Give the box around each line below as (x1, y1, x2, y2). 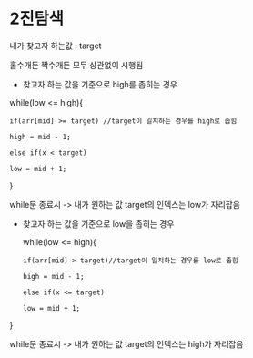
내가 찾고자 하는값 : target (9, 40, 102, 51)
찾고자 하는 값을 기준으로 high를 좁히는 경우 (22, 78, 177, 89)
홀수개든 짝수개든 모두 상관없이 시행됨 (9, 59, 144, 70)
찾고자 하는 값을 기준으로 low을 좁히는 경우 (22, 218, 175, 229)
